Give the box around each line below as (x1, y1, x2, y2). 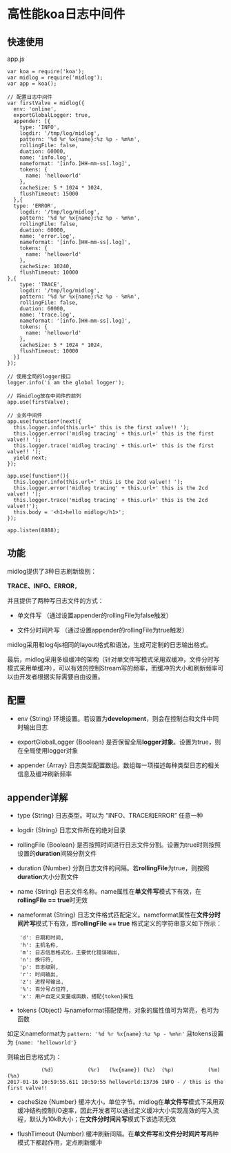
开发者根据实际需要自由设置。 (19, 672, 104, 681)
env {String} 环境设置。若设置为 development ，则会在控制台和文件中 (17, 714, 213, 722)
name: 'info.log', (19, 154, 72, 161)
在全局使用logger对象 (17, 746, 79, 754)
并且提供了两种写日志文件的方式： (7, 596, 104, 605)
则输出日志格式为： (7, 1053, 62, 1061)
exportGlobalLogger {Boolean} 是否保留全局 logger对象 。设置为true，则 (17, 738, 221, 746)
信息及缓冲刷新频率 (17, 769, 72, 778)
